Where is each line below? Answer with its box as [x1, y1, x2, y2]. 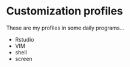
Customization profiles [6, 4, 123, 18]
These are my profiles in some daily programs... [6, 24, 125, 31]
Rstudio [14, 36, 34, 43]
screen [14, 55, 32, 62]
